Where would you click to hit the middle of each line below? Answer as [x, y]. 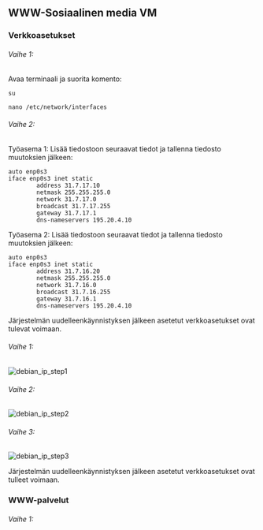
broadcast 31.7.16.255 [74, 292]
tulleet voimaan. [34, 480]
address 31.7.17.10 [69, 185]
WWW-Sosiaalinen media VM [83, 13]
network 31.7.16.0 [67, 285]
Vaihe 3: [22, 431]
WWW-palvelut [39, 500]
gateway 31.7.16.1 [67, 299]
